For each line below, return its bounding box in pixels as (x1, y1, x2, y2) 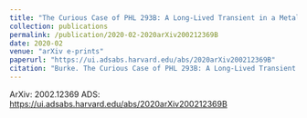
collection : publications (9, 22, 108, 31)
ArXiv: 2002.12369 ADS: (9, 88, 101, 100)
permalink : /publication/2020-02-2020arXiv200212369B (9, 30, 219, 39)
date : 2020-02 (9, 38, 64, 48)
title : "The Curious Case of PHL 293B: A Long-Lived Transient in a (9, 13, 276, 23)
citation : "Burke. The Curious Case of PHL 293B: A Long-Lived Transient (9, 64, 297, 74)
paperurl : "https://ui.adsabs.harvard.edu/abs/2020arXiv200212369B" (9, 55, 276, 64)
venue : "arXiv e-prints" (9, 47, 104, 56)
